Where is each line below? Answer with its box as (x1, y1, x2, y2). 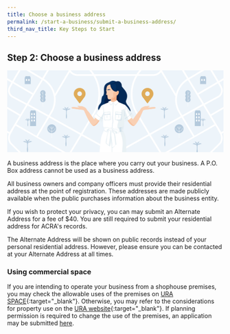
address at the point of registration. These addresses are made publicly (7, 187, 209, 195)
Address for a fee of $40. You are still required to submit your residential (7, 215, 212, 223)
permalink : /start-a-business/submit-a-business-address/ (7, 18, 176, 25)
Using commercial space (7, 267, 91, 276)
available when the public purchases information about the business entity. (7, 194, 220, 202)
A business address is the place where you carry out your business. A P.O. (7, 158, 218, 167)
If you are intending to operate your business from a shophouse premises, (7, 282, 217, 291)
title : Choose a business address (7, 11, 106, 18)
